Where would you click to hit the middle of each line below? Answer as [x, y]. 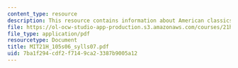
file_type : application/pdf [49, 34]
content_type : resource [42, 14]
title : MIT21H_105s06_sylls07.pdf [58, 47]
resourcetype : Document [42, 40]
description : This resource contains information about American [106, 21]
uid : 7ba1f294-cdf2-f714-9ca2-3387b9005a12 [73, 54]
